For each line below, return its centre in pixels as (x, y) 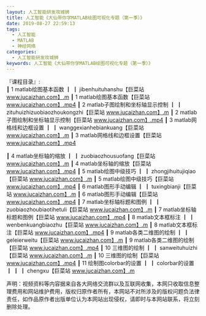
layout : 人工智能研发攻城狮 (38, 12)
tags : (13, 29)
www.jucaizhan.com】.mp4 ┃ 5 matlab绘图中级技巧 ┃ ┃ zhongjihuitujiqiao (101, 171)
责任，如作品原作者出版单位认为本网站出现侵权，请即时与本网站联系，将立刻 (103, 299)
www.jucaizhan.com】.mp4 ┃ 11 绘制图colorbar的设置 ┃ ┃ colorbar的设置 (100, 263)
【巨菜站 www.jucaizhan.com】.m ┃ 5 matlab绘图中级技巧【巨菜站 (90, 179)
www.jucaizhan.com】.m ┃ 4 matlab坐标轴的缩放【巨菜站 (79, 164)
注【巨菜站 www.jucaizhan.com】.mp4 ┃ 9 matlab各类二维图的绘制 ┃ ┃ (98, 232)
